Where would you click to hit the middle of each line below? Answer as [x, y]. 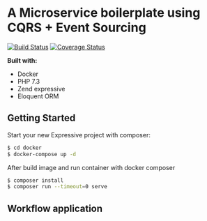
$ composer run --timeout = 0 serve [58, 187]
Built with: [22, 60]
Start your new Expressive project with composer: [79, 135]
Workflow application [55, 208]
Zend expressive [41, 89]
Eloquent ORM [38, 96]
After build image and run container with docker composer [91, 167]
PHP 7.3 [29, 81]
